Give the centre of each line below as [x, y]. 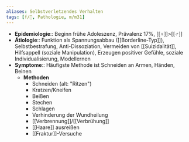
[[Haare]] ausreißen [56, 127]
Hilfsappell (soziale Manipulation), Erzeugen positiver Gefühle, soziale [99, 52]
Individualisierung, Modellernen [52, 59]
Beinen [23, 71]
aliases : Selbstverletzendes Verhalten [55, 11]
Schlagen [43, 109]
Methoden [36, 77]
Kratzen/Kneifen [51, 90]
